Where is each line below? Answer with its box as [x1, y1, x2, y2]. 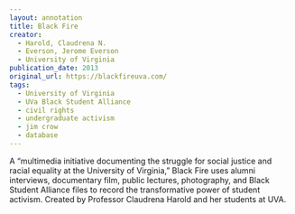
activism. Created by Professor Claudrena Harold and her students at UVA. [9, 193, 287, 204]
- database [17, 131, 59, 140]
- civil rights [17, 106, 75, 115]
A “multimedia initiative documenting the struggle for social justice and [9, 155, 272, 166]
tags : [9, 80, 30, 89]
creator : [9, 30, 42, 39]
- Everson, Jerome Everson [17, 47, 119, 56]
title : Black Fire [9, 22, 78, 31]
